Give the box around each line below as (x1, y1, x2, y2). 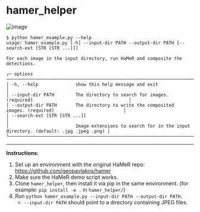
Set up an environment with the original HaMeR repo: (14, 161, 145, 168)
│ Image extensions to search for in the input (6, 123, 190, 129)
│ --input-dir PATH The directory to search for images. (6, 91, 169, 98)
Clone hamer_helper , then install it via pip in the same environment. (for (14, 179, 189, 187)
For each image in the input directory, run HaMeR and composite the (6, 55, 183, 61)
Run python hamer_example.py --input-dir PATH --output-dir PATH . (14, 192, 183, 200)
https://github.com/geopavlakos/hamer (14, 167, 111, 174)
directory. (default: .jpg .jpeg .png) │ (6, 128, 111, 134)
